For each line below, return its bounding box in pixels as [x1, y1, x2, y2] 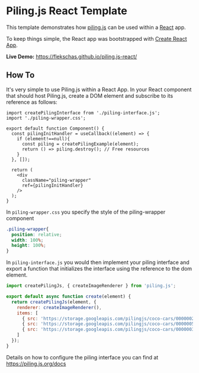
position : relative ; [11, 231, 62, 237]
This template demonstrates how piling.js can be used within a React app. [6, 24, 187, 31]
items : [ [17, 310, 38, 316]
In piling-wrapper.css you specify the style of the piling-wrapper [6, 208, 166, 216]
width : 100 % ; [11, 237, 44, 243]
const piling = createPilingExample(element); [21, 141, 139, 147]
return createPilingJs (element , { [11, 299, 97, 305]
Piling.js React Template [6, 4, 127, 18]
